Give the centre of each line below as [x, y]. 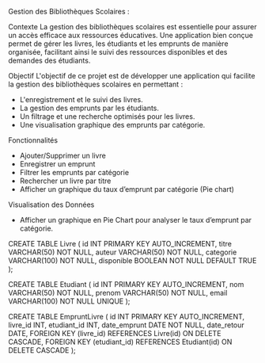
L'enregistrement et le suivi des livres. [81, 99]
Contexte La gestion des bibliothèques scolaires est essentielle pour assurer [132, 27]
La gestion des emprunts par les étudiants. [89, 108]
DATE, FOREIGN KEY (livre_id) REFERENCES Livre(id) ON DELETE [115, 333]
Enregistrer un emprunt [57, 164]
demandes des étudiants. [49, 60]
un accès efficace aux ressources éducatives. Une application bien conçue [131, 35]
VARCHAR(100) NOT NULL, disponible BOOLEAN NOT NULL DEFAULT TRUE [132, 260]
